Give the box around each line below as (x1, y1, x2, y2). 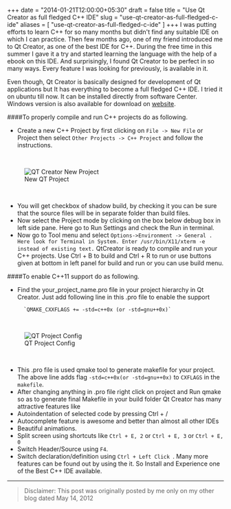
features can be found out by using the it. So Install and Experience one (16, 459, 220, 468)
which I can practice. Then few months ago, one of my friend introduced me (7, 35, 223, 43)
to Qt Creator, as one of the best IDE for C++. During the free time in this (7, 43, 212, 50)
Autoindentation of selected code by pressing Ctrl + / (16, 410, 168, 417)
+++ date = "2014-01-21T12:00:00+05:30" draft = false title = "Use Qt (7, 6, 205, 14)
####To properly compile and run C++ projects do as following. (7, 113, 188, 121)
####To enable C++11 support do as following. (7, 272, 140, 280)
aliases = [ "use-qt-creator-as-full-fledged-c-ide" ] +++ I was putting (20, 21, 217, 28)
